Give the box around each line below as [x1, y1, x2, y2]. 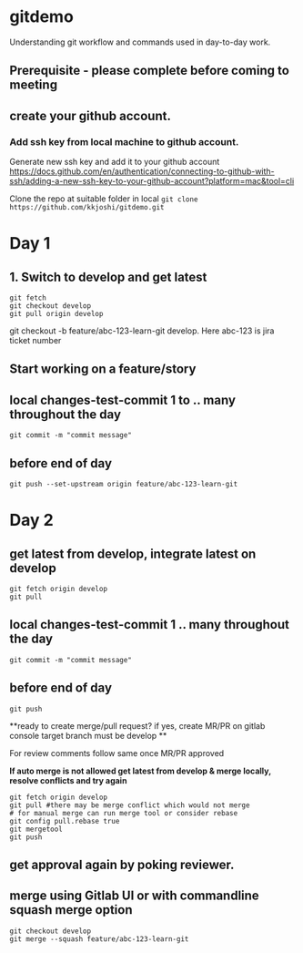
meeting [9, 77, 57, 93]
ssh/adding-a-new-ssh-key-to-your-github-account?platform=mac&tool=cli [9, 176, 295, 187]
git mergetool [9, 825, 64, 834]
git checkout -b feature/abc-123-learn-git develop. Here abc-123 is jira [9, 325, 275, 336]
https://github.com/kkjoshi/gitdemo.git [9, 203, 166, 212]
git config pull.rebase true [9, 816, 120, 825]
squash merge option [9, 902, 133, 917]
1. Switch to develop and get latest [9, 269, 207, 284]
